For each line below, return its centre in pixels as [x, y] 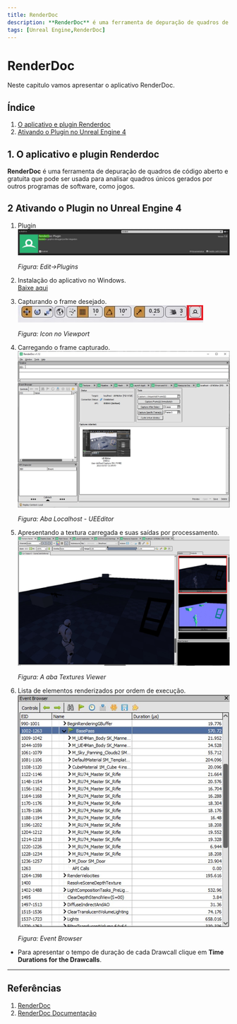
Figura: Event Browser [50, 938]
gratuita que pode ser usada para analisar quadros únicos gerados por [110, 178]
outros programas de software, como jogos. [71, 186]
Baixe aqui [32, 288]
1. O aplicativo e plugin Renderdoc [84, 154]
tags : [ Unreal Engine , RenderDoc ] [56, 30]
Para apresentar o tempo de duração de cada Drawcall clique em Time [121, 952]
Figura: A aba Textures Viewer [62, 677]
